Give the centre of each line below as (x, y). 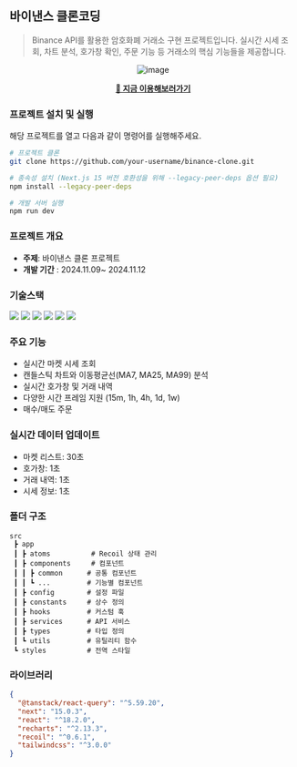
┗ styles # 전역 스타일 (72, 650)
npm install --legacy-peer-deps (71, 186)
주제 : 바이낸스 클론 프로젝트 (72, 258)
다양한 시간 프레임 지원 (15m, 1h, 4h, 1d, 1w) (101, 398)
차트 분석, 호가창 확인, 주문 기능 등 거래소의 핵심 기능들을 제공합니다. (165, 51)
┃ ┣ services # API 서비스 (72, 621)
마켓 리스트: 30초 (53, 456)
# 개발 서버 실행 (36, 203)
